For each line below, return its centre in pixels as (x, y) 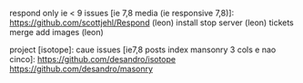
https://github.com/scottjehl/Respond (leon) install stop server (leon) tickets (151, 23)
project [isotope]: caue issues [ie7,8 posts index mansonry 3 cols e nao (143, 50)
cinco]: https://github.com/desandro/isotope (92, 59)
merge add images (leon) (57, 32)
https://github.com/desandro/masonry (81, 69)
